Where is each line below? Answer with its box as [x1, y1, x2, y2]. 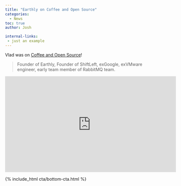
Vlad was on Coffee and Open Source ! [5, 52, 82, 57]
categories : [5, 12, 29, 17]
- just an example [7, 38, 45, 44]
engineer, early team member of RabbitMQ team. [17, 66, 116, 72]
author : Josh [5, 25, 32, 30]
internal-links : [5, 34, 38, 39]
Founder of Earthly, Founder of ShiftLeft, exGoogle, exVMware [17, 61, 142, 67]
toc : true [5, 20, 25, 26]
